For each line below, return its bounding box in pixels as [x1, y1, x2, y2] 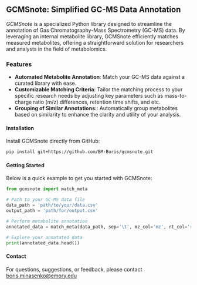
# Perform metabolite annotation [6, 218, 88, 224]
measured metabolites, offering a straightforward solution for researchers [6, 39, 184, 46]
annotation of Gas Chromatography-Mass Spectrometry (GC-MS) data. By [6, 26, 186, 34]
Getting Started [6, 161, 45, 168]
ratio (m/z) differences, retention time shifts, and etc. [33, 98, 161, 105]
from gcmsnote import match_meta [6, 186, 88, 192]
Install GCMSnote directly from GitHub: [6, 138, 100, 145]
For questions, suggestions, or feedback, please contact [6, 266, 142, 273]
